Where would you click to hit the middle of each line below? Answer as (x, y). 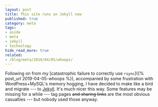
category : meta (20, 23)
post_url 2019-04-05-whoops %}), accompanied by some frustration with (79, 79)
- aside (13, 32)
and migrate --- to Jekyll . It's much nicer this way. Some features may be (79, 89)
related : (14, 55)
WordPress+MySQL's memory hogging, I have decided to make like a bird (79, 84)
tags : (10, 28)
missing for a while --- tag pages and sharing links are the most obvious (78, 94)
